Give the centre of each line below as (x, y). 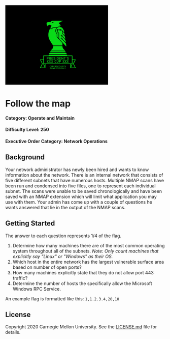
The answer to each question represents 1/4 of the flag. (63, 236)
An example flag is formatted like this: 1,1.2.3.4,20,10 (62, 299)
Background (25, 157)
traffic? (20, 278)
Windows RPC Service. (37, 289)
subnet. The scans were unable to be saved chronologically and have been (84, 191)
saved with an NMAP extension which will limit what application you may (81, 196)
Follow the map (38, 104)
